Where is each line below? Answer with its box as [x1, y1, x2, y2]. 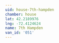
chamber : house [5, 12, 37, 17]
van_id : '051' [5, 30, 35, 35]
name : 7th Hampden [5, 26, 43, 31]
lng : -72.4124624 [5, 21, 41, 26]
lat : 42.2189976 [5, 16, 39, 21]
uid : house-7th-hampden [5, 7, 55, 12]
